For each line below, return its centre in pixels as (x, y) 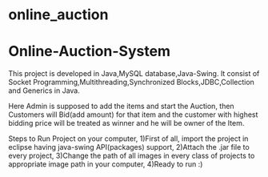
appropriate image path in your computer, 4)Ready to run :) (106, 164)
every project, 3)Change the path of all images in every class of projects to (132, 156)
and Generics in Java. (44, 91)
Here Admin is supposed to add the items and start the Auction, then (121, 107)
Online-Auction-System (89, 52)
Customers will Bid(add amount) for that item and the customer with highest (133, 115)
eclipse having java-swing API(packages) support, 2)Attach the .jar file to (129, 147)
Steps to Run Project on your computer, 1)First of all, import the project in (128, 139)
